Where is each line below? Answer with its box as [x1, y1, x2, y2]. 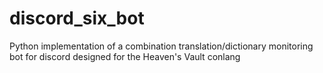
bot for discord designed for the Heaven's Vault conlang [9, 50, 241, 62]
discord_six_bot [9, 7, 145, 30]
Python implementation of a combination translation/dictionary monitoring [9, 40, 314, 52]
